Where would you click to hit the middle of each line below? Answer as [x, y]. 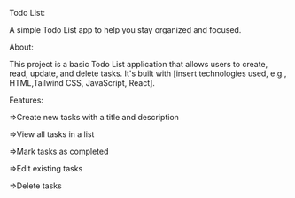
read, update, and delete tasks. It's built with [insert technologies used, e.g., [148, 73]
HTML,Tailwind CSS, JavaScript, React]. [82, 83]
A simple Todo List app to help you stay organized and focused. [125, 30]
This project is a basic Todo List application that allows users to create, [139, 64]
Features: [27, 100]
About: [21, 47]
